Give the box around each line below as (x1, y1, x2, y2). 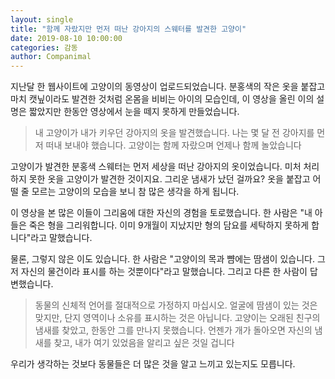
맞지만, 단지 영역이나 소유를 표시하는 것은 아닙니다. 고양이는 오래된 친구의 (34, 312, 321, 324)
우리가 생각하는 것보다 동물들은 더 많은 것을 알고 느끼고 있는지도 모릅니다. (10, 358, 296, 370)
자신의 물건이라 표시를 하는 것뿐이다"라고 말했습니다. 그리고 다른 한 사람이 (20, 266, 308, 278)
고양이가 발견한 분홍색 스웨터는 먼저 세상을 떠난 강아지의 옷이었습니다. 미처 (10, 161, 302, 173)
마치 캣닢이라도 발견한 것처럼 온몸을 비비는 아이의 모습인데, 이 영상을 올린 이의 (10, 93, 315, 105)
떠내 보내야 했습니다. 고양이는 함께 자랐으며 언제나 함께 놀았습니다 (45, 139, 302, 151)
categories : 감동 (10, 42, 78, 53)
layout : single (10, 14, 74, 25)
